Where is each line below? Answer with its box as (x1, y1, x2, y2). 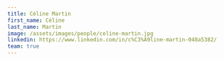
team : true (7, 43, 40, 50)
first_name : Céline (7, 17, 65, 24)
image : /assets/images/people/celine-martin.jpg (7, 29, 154, 37)
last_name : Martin (7, 23, 62, 30)
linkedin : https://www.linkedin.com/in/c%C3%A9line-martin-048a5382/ (7, 36, 218, 43)
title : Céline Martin (7, 10, 72, 18)
